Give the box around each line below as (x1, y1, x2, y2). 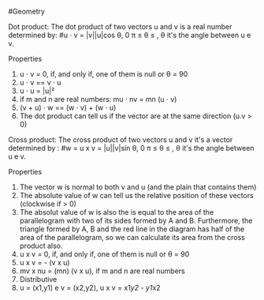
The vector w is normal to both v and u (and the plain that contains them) (19, 182, 257, 192)
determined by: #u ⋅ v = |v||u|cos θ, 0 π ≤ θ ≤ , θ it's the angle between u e (8, 31, 251, 39)
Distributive (19, 275, 58, 283)
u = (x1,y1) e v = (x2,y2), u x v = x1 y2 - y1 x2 (19, 283, 161, 292)
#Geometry (8, 7, 46, 16)
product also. (19, 241, 63, 250)
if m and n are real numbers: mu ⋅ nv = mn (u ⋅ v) (19, 95, 177, 103)
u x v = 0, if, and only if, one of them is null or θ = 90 (19, 249, 190, 259)
